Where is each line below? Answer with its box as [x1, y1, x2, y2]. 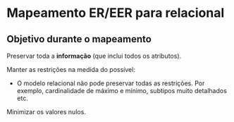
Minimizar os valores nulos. [6, 108, 86, 116]
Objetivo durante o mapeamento [6, 33, 152, 45]
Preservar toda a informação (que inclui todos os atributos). [6, 51, 182, 60]
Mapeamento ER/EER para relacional [6, 5, 225, 21]
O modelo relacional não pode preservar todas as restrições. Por [16, 79, 205, 87]
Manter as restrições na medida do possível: [6, 66, 135, 73]
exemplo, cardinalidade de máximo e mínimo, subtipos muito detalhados [16, 87, 227, 94]
